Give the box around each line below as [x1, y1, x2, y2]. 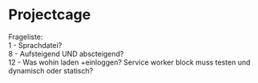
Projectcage [8, 6, 91, 24]
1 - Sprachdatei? [8, 40, 62, 49]
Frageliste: [8, 32, 43, 41]
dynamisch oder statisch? [8, 65, 94, 75]
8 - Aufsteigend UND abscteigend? [8, 49, 124, 58]
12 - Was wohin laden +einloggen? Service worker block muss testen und [8, 57, 251, 67]
